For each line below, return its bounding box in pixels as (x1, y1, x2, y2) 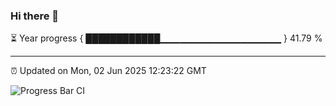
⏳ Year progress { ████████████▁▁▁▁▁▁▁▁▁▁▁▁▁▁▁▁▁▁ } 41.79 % (10, 32, 323, 44)
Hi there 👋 (10, 9, 60, 23)
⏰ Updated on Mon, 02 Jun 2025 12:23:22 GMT (10, 65, 207, 77)
